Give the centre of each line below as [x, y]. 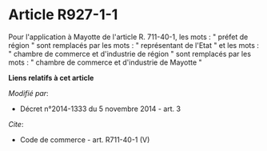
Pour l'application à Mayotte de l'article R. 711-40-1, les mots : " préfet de [128, 37]
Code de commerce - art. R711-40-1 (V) [85, 139]
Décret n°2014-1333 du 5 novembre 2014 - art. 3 [100, 109]
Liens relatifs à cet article [51, 77]
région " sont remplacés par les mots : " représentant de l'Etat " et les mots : [134, 45]
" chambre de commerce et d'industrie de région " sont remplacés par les [130, 54]
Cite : [16, 124]
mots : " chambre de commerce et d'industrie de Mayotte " [105, 62]
